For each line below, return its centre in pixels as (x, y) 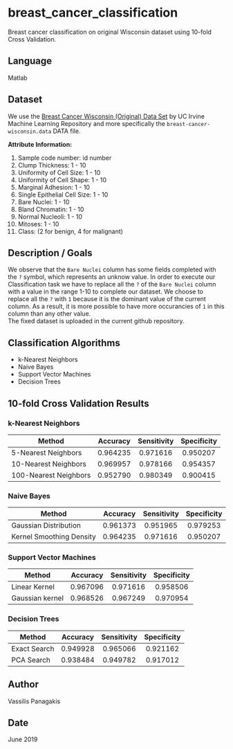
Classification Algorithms (64, 343)
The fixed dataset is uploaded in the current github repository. (96, 321)
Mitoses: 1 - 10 (38, 224)
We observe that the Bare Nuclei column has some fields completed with (112, 270)
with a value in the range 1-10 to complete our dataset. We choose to (105, 291)
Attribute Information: (40, 144)
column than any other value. (49, 314)
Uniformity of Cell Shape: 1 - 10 (62, 180)
